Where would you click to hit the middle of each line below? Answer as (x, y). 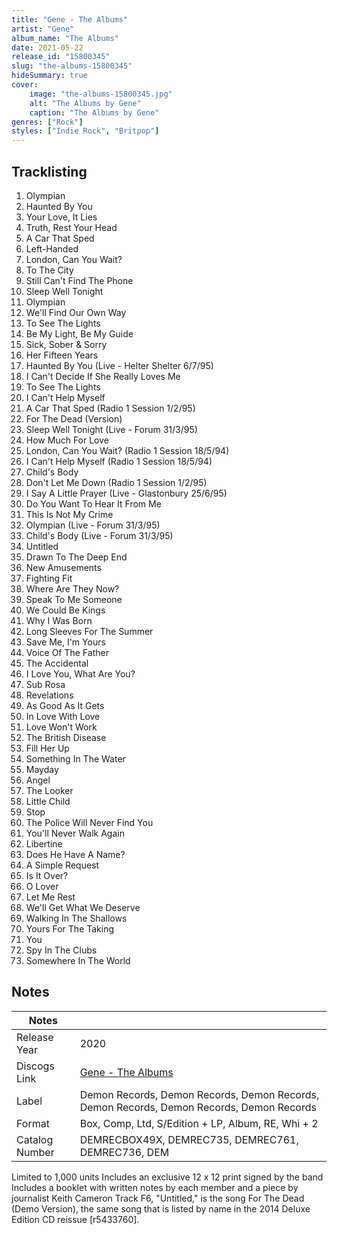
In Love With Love (63, 716)
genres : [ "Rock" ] (47, 122)
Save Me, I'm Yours (65, 642)
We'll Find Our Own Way (76, 312)
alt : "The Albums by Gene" (85, 103)
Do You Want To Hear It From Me (93, 503)
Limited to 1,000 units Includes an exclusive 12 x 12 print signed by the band (167, 1177)
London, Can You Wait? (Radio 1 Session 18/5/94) (127, 450)
